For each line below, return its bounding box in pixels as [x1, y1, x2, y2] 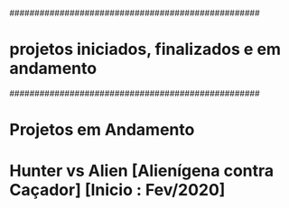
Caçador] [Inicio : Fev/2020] [9, 180, 226, 201]
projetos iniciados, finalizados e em [9, 40, 282, 59]
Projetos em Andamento [9, 120, 195, 140]
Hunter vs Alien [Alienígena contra [9, 161, 275, 181]
